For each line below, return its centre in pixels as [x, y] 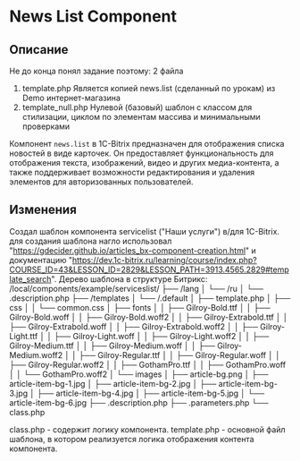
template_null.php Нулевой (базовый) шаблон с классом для [137, 107]
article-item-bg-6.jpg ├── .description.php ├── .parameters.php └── [139, 402]
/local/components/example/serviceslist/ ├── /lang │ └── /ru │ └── [136, 288]
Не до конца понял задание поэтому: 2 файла [96, 71]
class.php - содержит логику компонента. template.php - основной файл [147, 429]
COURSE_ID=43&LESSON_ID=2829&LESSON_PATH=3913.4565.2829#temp [150, 269]
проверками [46, 126]
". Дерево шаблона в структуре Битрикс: [129, 278]
